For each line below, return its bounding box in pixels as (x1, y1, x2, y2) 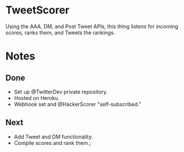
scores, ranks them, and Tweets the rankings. (5, 29, 115, 36)
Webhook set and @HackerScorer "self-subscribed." (13, 101, 141, 108)
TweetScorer (5, 4, 70, 17)
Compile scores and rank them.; (13, 139, 91, 146)
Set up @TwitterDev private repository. (13, 88, 108, 95)
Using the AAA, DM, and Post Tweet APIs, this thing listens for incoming (5, 23, 179, 30)
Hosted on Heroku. (13, 94, 60, 101)
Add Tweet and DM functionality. (13, 133, 93, 140)
